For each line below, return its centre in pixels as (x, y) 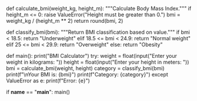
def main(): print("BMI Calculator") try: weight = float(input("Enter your (92, 56)
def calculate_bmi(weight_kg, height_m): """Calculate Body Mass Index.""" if (99, 8)
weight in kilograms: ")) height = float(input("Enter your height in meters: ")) (98, 62)
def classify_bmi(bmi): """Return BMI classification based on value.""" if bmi (98, 32)
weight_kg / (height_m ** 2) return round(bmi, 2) (65, 21)
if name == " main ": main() (38, 92)
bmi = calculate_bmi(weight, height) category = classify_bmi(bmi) (85, 68)
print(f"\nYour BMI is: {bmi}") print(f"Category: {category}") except (87, 74)
